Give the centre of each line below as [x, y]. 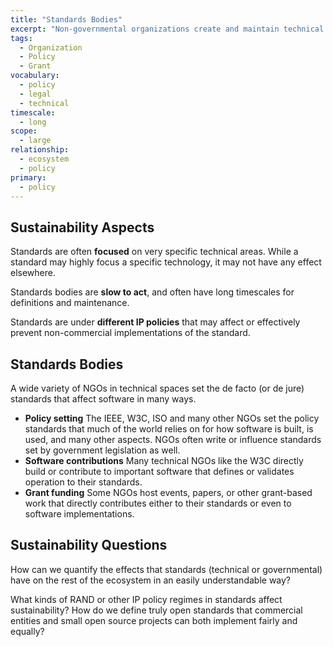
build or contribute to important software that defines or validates [159, 471]
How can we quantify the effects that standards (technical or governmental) [166, 569]
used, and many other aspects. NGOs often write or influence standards [173, 439]
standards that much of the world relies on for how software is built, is [169, 429]
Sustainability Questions [89, 545]
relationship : [40, 150]
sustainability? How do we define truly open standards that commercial [156, 610]
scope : [24, 131]
